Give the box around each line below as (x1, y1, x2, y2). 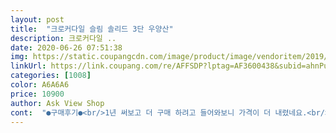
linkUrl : (10, 61, 47, 71)
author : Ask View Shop (10, 98, 105, 108)
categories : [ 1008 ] (10, 71, 92, 81)
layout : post (10, 14, 65, 25)
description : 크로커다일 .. (10, 33, 117, 43)
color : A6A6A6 (10, 80, 70, 90)
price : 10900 (10, 89, 65, 99)
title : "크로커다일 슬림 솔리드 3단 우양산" (10, 24, 174, 34)
